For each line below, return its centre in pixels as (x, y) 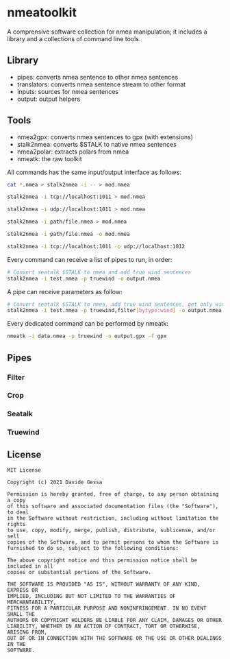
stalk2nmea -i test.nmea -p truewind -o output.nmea (84, 278)
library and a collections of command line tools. (74, 38)
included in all (30, 566)
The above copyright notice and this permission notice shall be (102, 560)
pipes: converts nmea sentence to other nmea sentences (98, 77)
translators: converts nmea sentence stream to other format (101, 84)
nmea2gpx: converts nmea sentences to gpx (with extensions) (105, 137)
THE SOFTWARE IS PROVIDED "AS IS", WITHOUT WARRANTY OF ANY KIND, (104, 584)
